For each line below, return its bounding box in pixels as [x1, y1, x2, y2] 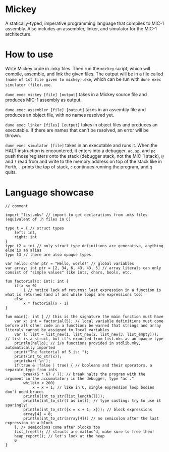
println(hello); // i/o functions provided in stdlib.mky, [14, 340, 141, 346]
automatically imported [5, 345, 55, 350]
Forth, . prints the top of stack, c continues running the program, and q [5, 163, 152, 170]
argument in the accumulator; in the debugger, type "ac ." [5, 376, 135, 381]
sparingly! [5, 402, 28, 408]
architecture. [5, 31, 32, 37]
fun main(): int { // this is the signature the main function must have [5, 314, 164, 319]
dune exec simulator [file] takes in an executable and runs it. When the [5, 142, 158, 148]
